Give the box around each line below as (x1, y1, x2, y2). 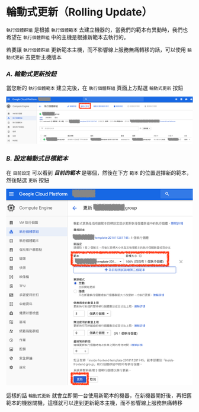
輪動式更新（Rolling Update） (6, 5, 153, 19)
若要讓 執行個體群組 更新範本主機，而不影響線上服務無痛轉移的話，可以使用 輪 (6, 46, 192, 53)
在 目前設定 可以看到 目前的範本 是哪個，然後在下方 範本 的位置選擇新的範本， (6, 169, 192, 176)
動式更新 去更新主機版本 (6, 53, 62, 60)
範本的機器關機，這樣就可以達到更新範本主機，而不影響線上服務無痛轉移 (6, 399, 182, 406)
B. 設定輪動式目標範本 (6, 155, 68, 163)
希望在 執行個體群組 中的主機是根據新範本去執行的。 (6, 33, 129, 40)
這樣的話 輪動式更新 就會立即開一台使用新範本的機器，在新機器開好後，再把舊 (6, 392, 192, 399)
